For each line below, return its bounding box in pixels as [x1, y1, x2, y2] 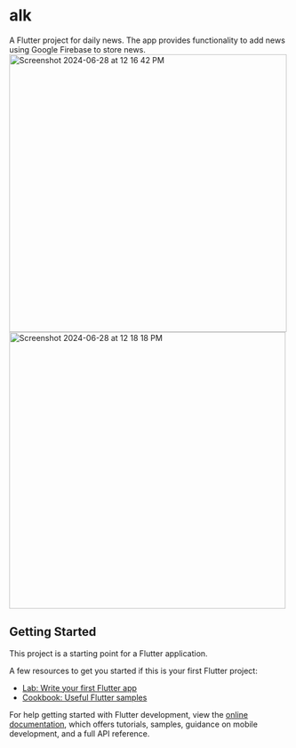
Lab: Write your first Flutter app [21, 682, 138, 693]
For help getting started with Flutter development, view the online [9, 709, 249, 720]
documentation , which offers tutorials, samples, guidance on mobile [9, 719, 258, 729]
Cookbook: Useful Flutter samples [21, 692, 148, 703]
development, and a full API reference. [9, 728, 150, 739]
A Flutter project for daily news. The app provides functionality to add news [9, 35, 286, 45]
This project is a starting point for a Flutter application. [9, 647, 208, 659]
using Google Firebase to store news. [9, 44, 147, 54]
